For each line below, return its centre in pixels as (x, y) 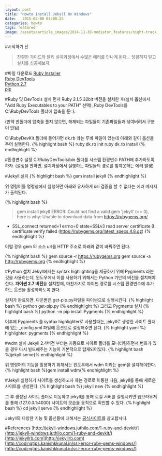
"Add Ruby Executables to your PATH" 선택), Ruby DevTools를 (66, 105)
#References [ (19, 428)
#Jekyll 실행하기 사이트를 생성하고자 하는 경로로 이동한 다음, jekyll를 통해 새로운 (81, 380)
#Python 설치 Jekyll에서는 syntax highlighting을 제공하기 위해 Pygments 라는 (80, 271)
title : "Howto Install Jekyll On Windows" (48, 14)
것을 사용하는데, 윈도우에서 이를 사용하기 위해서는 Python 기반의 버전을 (72, 277)
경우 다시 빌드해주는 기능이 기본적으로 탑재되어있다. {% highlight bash (77, 349)
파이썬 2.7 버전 (29, 283)
